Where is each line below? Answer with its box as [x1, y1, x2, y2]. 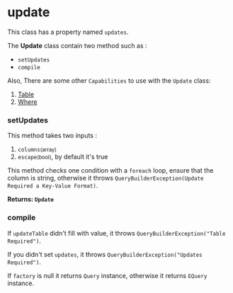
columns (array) [17, 146, 57, 154]
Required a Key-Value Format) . [7, 181, 98, 190]
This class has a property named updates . [7, 28, 129, 36]
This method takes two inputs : [7, 132, 98, 140]
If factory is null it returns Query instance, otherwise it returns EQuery [7, 271, 208, 280]
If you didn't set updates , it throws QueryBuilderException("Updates [7, 250, 203, 258]
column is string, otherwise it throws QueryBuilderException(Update [7, 174, 204, 183]
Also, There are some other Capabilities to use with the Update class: [7, 76, 211, 85]
